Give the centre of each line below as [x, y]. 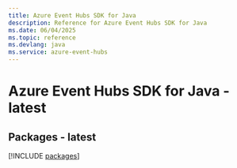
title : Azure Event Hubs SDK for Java [72, 15]
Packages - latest [52, 137]
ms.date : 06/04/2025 [42, 30]
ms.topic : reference [42, 37]
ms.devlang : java [37, 45]
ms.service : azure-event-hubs [58, 52]
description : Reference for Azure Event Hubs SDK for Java [108, 23]
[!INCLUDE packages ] [44, 156]
